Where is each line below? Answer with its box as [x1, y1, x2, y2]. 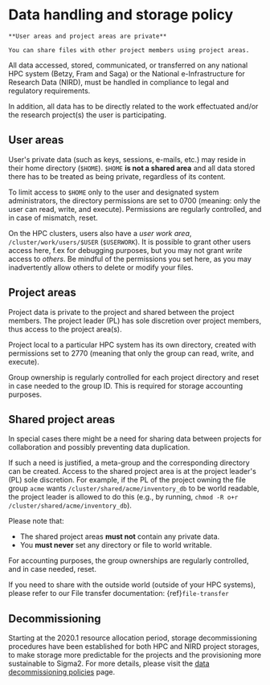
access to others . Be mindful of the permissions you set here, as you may [8, 254, 252, 263]
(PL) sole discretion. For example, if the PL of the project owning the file [8, 475, 247, 485]
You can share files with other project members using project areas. [8, 46, 250, 54]
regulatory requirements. [8, 86, 91, 96]
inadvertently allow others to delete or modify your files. [8, 263, 194, 272]
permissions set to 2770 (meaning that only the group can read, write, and [8, 348, 255, 358]
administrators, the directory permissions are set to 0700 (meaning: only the [8, 195, 261, 206]
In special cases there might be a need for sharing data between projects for [8, 434, 262, 443]
